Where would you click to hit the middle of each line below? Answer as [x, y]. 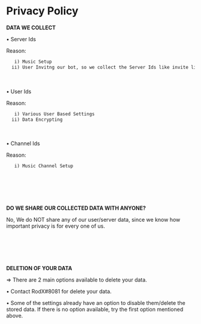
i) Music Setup [33, 62]
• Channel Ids [23, 143]
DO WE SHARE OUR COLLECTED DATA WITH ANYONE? [76, 208]
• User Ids [19, 91]
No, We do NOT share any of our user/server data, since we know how [93, 220]
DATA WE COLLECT [31, 27]
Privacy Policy [42, 11]
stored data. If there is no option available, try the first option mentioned [95, 310]
